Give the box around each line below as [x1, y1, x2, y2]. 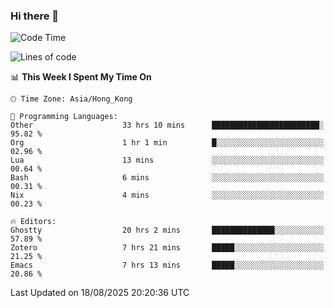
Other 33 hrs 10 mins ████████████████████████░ [10, 120, 325, 131]
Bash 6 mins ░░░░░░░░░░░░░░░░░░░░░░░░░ [10, 173, 325, 183]
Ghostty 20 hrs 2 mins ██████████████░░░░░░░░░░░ [10, 225, 325, 236]
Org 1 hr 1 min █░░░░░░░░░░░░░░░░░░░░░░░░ [10, 138, 325, 148]
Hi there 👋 [10, 9, 60, 23]
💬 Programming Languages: [10, 112, 118, 122]
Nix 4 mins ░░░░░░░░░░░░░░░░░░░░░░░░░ [10, 190, 325, 201]
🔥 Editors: [10, 217, 57, 227]
